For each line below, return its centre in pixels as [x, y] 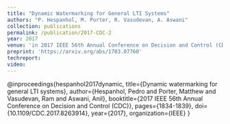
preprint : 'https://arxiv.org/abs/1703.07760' [75, 52]
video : [16, 64]
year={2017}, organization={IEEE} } [141, 113]
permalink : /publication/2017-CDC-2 [59, 33]
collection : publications [44, 26]
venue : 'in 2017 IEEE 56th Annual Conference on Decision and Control [110, 45]
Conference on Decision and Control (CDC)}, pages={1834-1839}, [100, 106]
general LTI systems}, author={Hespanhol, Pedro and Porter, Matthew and [112, 91]
